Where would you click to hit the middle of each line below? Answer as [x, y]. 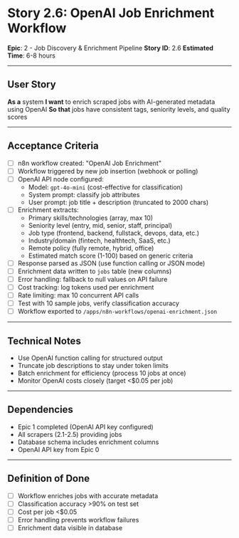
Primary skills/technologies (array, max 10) [91, 218]
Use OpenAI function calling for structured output [90, 358]
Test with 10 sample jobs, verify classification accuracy [99, 303]
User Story [32, 84]
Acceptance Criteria [53, 146]
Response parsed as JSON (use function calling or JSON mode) [111, 263]
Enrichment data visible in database [70, 527]
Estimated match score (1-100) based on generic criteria [111, 255]
